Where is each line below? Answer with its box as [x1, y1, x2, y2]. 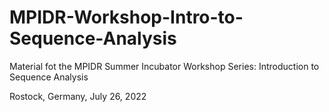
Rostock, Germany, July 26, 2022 [9, 90, 147, 102]
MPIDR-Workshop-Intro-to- [9, 6, 244, 29]
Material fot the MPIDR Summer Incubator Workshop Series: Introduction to [9, 60, 320, 72]
